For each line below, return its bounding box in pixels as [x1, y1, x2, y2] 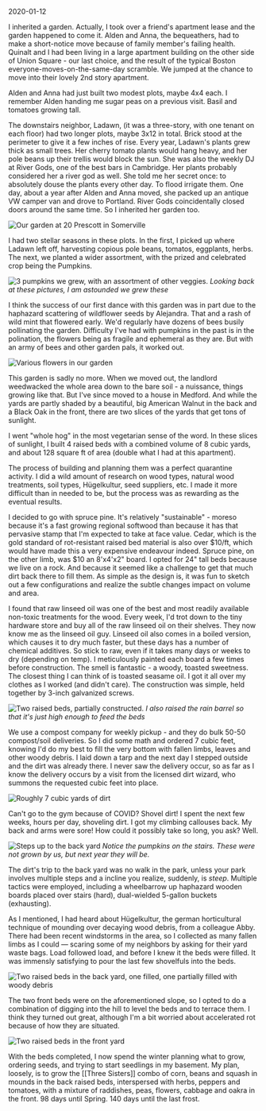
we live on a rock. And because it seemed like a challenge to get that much [8, 563, 253, 572]
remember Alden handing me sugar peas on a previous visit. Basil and [8, 97, 237, 106]
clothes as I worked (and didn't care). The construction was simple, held [8, 679, 245, 689]
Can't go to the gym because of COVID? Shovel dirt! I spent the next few [8, 809, 245, 818]
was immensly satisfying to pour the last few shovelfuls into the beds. [8, 957, 237, 966]
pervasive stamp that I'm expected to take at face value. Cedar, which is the [8, 529, 256, 539]
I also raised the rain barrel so [145, 703, 245, 713]
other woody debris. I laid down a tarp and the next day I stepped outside [8, 753, 249, 762]
